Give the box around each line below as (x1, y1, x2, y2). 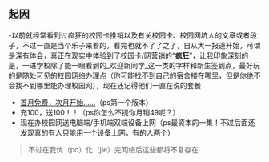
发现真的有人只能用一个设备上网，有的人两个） (19, 128, 175, 137)
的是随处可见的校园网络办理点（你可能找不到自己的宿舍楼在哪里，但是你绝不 (8, 71, 261, 80)
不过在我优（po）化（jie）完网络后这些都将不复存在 (27, 144, 199, 154)
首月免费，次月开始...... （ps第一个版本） (19, 97, 153, 107)
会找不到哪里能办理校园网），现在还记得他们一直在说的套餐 (8, 80, 202, 90)
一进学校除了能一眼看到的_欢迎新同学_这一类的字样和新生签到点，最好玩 (22, 60, 260, 70)
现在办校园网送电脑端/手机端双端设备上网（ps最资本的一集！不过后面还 (19, 117, 255, 127)
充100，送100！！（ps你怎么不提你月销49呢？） (19, 107, 180, 117)
